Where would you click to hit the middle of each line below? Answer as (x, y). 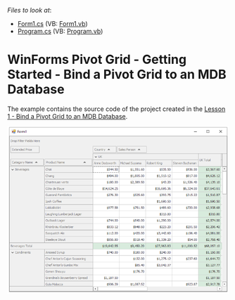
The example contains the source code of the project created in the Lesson (116, 109)
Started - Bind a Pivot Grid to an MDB (117, 75)
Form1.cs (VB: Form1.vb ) (52, 24)
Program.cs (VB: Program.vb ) (60, 31)
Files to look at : (30, 10)
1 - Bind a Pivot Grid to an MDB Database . (68, 116)
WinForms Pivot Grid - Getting (97, 60)
